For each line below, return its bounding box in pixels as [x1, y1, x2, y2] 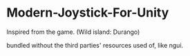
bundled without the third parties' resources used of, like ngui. [6, 41, 184, 49]
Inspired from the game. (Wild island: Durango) [6, 28, 140, 36]
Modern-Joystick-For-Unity [6, 5, 169, 21]
